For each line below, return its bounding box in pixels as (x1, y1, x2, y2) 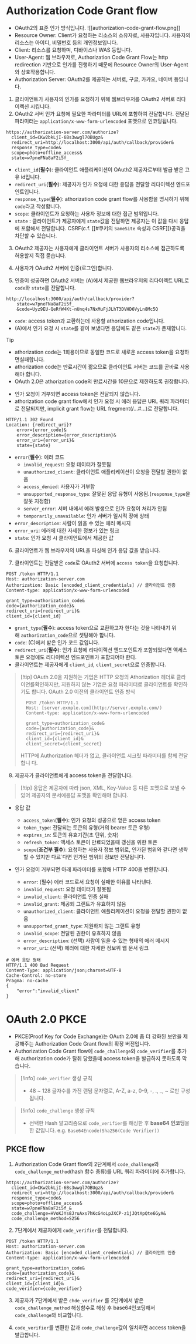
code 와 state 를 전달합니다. (14, 284, 76, 291)
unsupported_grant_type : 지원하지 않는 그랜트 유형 (23, 922, 140, 929)
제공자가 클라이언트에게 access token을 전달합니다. (14, 771, 133, 779)
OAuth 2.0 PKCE (6, 1013, 87, 1026)
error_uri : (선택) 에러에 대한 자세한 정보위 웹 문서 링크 (23, 944, 149, 951)
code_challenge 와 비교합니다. (14, 1311, 83, 1318)
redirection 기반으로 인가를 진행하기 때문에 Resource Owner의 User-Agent (14, 61, 188, 68)
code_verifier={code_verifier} (6, 1285, 82, 1292)
